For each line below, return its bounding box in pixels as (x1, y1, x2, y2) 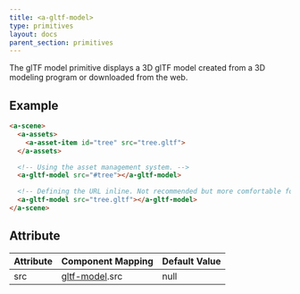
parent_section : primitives (9, 38, 114, 47)
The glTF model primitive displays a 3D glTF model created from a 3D (9, 63, 266, 73)
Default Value (162, 255, 221, 267)
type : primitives (9, 21, 74, 30)
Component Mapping (61, 255, 154, 267)
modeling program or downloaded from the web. (9, 72, 188, 83)
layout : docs (9, 29, 58, 38)
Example (9, 97, 59, 113)
